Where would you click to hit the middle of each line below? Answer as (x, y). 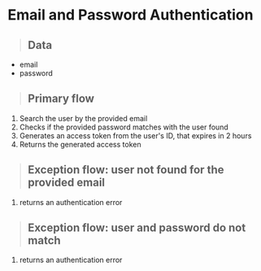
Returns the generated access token (80, 144)
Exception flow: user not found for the (126, 170)
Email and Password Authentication (130, 15)
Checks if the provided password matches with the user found (124, 127)
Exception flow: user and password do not (137, 228)
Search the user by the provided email (83, 118)
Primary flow (61, 99)
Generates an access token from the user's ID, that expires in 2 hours (135, 135)
